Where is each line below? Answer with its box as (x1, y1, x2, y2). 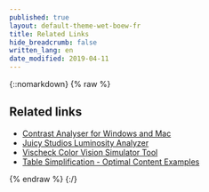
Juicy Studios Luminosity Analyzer (21, 137, 149, 148)
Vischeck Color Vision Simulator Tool (21, 147, 158, 157)
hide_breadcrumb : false (9, 37, 98, 47)
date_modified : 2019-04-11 (9, 54, 109, 63)
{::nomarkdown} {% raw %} (9, 79, 111, 89)
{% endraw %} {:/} (9, 173, 77, 184)
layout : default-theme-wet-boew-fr (9, 21, 141, 30)
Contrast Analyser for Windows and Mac (21, 128, 172, 139)
